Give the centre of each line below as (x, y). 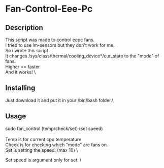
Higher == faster (23, 67)
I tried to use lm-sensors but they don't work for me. (60, 45)
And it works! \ (21, 72)
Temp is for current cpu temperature (43, 139)
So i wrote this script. (27, 51)
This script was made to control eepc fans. (50, 40)
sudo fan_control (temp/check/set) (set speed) (54, 128)
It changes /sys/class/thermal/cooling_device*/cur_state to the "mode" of (82, 56)
